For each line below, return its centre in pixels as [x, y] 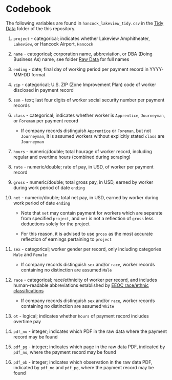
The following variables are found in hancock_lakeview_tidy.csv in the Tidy [85, 23]
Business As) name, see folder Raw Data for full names [71, 59]
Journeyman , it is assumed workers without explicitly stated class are [93, 136]
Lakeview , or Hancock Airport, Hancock [53, 44]
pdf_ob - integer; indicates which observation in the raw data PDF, [83, 362]
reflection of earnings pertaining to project [66, 239]
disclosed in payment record [43, 90]
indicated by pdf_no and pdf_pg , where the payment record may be [83, 367]
